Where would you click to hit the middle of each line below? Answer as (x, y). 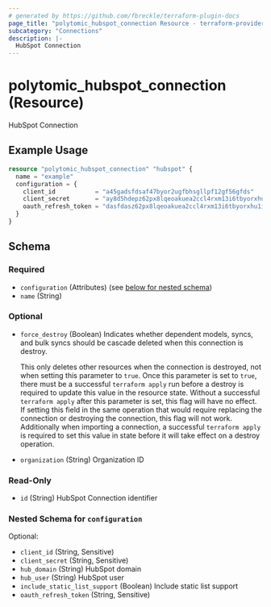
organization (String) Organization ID (82, 459)
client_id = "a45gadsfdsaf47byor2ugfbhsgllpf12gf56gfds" (138, 191)
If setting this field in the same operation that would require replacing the (141, 410)
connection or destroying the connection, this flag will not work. (126, 418)
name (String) (41, 296)
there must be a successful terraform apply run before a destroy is (132, 384)
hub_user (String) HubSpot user (72, 578)
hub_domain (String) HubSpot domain (81, 569)
